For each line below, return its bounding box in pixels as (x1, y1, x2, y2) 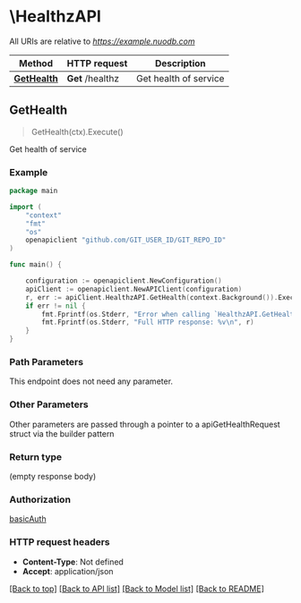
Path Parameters (9, 355, 83, 368)
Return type (9, 450, 63, 463)
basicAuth (9, 514, 47, 524)
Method (19, 56, 54, 69)
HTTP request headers (9, 536, 110, 548)
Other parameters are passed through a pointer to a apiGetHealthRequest (9, 419, 280, 429)
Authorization (9, 493, 72, 505)
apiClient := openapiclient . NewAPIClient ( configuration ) (25, 285, 243, 293)
